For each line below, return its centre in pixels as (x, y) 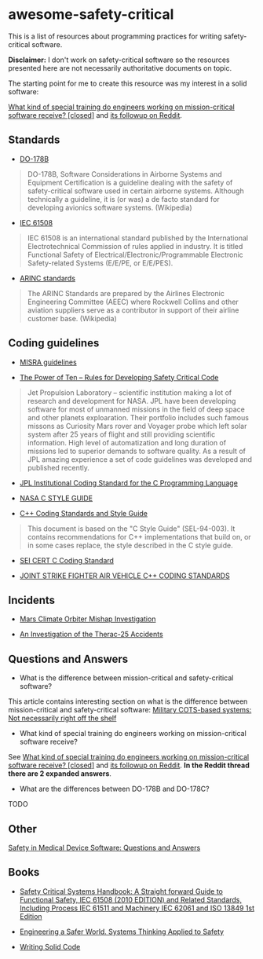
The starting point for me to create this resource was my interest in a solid (128, 83)
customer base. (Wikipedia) (72, 318)
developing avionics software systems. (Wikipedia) (110, 207)
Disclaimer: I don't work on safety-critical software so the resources (119, 60)
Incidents (32, 600)
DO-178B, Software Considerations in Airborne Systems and (124, 174)
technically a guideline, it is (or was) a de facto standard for (123, 199)
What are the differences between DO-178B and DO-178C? (114, 789)
